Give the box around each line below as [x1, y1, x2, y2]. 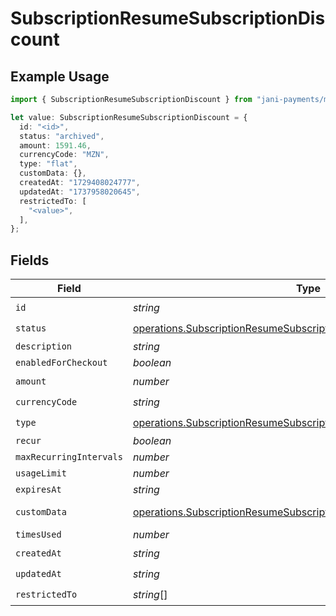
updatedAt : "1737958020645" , [19, 187, 141, 197]
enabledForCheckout [15, 357, 108, 369]
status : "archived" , [19, 131, 105, 141]
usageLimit [15, 468, 67, 479]
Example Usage [10, 68, 110, 85]
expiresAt [15, 484, 62, 496]
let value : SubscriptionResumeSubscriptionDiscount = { [10, 112, 248, 122]
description [15, 341, 73, 352]
